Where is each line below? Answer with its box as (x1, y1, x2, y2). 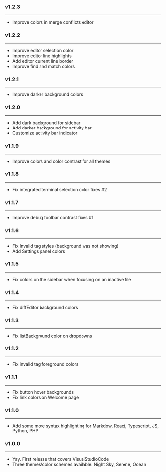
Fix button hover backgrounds (12, 389, 74, 395)
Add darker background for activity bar (12, 125, 92, 131)
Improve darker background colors (12, 91, 83, 97)
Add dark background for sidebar (12, 120, 81, 126)
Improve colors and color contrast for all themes (12, 158, 111, 164)
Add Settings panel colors (12, 248, 65, 254)
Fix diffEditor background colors (12, 304, 78, 310)
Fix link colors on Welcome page (12, 394, 79, 400)
